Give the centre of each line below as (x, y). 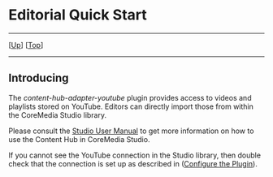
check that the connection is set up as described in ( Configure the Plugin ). (133, 163)
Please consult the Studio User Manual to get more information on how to (131, 131)
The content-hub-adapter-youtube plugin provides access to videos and (130, 97)
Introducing (39, 78)
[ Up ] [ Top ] (26, 45)
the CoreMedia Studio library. (58, 114)
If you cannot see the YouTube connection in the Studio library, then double (135, 155)
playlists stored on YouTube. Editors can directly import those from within (131, 106)
